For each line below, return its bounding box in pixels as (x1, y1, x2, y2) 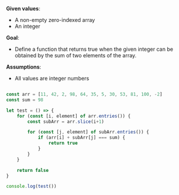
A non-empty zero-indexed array (14, 17, 96, 23)
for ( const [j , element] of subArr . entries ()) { (27, 129, 149, 135)
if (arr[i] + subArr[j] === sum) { (37, 135, 126, 141)
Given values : (6, 5, 40, 12)
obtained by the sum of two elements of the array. (14, 52, 137, 58)
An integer (14, 23, 40, 30)
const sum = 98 (6, 97, 44, 103)
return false (17, 167, 49, 173)
